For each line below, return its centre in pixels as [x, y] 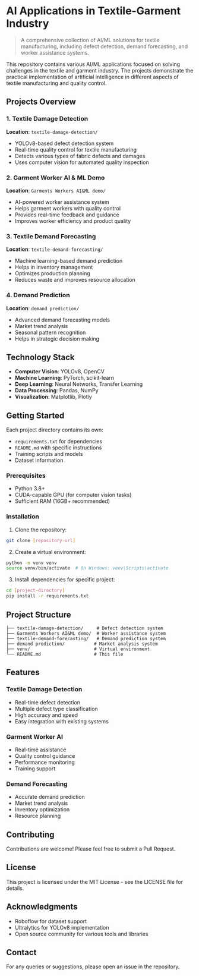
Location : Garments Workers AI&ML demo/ [56, 190]
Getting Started [35, 415]
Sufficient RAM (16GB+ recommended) [62, 501]
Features [23, 673]
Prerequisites [26, 476]
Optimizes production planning [52, 273]
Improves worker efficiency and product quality [73, 221]
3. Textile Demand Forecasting [51, 236]
